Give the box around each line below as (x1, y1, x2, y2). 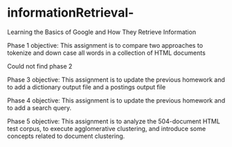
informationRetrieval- (7, 5, 134, 21)
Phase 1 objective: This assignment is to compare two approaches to (7, 41, 203, 49)
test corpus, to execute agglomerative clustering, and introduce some (7, 124, 206, 132)
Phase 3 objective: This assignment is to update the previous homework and (7, 75, 225, 84)
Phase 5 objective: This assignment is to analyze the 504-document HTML (7, 116, 220, 126)
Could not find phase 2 (7, 62, 73, 70)
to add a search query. (7, 103, 72, 112)
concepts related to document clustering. (7, 132, 125, 140)
